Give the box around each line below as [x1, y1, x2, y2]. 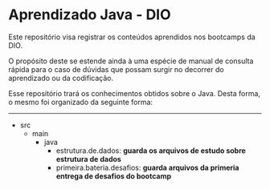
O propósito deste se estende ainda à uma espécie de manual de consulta [8, 56, 254, 66]
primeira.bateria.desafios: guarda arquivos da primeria [55, 163, 239, 172]
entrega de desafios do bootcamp [55, 171, 172, 181]
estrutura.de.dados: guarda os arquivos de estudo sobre [55, 146, 247, 155]
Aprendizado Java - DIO [8, 6, 171, 24]
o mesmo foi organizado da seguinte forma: [8, 97, 153, 107]
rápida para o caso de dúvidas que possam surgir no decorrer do [8, 64, 224, 74]
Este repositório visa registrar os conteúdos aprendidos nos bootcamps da [8, 32, 256, 42]
